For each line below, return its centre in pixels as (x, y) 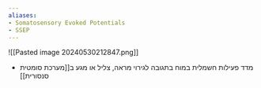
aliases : (23, 15)
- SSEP (19, 30)
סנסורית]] (34, 76)
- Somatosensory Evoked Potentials (67, 23)
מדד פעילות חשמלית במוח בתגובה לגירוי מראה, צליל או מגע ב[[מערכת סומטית (136, 68)
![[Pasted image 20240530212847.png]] (74, 53)
